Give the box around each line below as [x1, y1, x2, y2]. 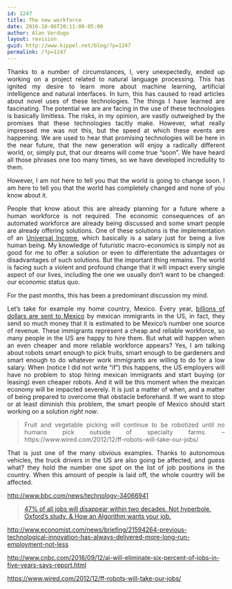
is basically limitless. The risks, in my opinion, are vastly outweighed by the [7, 111, 225, 119]
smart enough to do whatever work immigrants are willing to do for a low [7, 356, 225, 364]
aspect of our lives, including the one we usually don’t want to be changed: [7, 270, 225, 278]
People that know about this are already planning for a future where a [7, 204, 225, 213]
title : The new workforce [7, 17, 81, 23]
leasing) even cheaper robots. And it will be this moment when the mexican [7, 378, 225, 386]
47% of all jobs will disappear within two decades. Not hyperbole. [23, 505, 212, 513]
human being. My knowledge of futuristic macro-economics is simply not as [7, 241, 225, 249]
